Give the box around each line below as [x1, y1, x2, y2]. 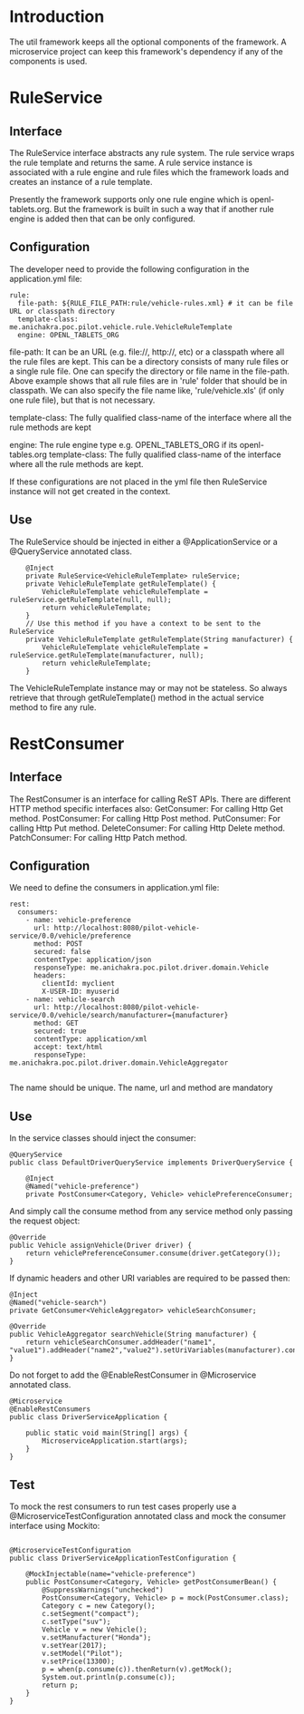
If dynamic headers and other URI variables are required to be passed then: [9, 1272, 290, 1284]
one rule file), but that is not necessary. [9, 394, 156, 405]
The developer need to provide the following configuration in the [9, 263, 251, 274]
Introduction [9, 6, 105, 27]
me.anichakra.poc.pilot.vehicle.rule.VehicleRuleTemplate [9, 322, 233, 332]
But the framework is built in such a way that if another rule [53, 203, 274, 214]
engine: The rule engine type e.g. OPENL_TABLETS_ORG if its [9, 439, 238, 450]
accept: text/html [33, 1043, 103, 1052]
